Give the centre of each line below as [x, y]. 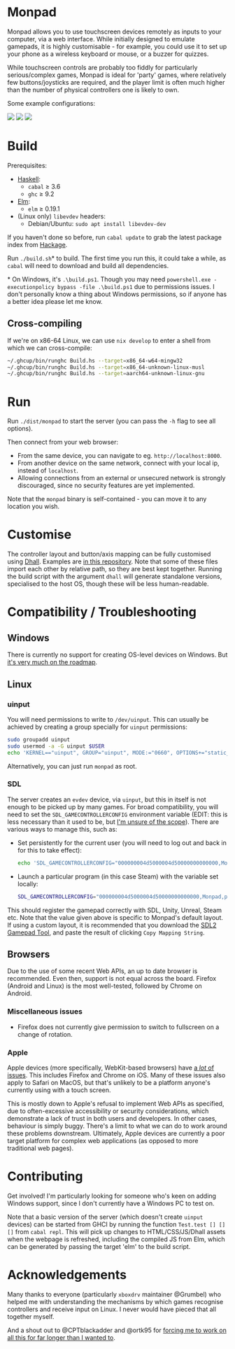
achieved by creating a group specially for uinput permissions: [97, 727]
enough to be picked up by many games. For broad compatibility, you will [113, 806]
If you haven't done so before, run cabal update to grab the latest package [115, 237]
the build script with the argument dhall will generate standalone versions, [115, 576]
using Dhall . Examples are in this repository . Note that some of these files [113, 561]
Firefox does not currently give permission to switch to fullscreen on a [118, 1027]
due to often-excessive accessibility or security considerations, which [108, 1111]
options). [20, 428]
